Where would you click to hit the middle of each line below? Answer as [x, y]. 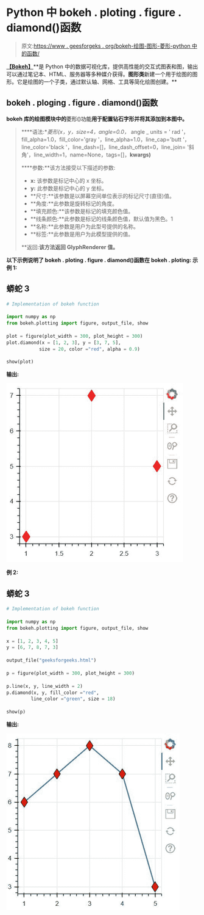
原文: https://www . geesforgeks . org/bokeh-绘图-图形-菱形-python [106, 46]
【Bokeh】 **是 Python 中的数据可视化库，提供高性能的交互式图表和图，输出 [102, 66]
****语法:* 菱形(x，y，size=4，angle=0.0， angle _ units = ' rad [101, 131]
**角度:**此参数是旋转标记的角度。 [74, 203]
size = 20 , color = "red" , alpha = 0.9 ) [89, 349]
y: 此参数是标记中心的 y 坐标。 [69, 188]
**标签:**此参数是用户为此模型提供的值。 [82, 234]
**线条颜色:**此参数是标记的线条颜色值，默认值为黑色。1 [102, 219]
